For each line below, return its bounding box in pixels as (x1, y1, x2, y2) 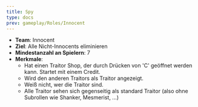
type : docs (6, 14, 34, 20)
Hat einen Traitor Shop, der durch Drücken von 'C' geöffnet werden (24, 62, 193, 69)
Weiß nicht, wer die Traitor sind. (24, 81, 104, 88)
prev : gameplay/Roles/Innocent (6, 20, 85, 26)
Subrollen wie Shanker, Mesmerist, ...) (24, 94, 119, 101)
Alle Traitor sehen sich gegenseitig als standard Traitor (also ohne (24, 88, 189, 95)
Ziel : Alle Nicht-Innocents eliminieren (15, 43, 108, 50)
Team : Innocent (15, 37, 55, 44)
